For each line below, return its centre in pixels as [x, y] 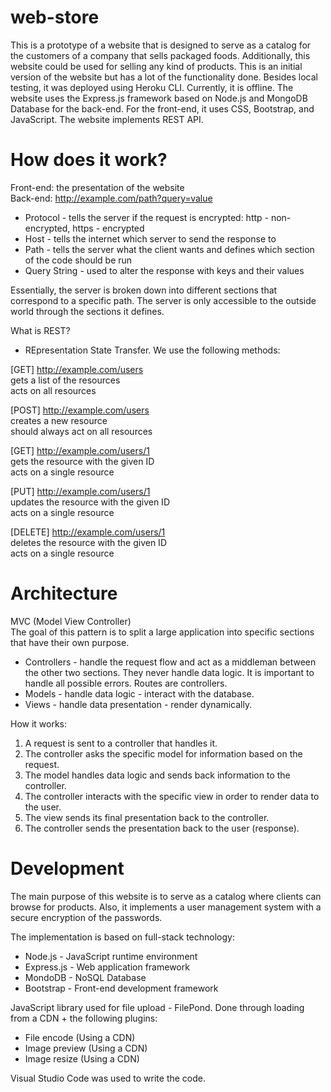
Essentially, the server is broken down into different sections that [144, 290]
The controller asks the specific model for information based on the [163, 753]
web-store [55, 17]
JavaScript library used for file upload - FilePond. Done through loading [157, 1007]
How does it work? [89, 160]
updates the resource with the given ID [90, 502]
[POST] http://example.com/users [80, 410]
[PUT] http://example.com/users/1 [80, 491]
